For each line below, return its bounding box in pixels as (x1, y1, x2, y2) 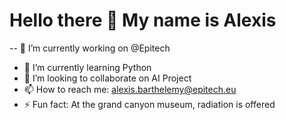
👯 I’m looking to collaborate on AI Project (23, 72, 192, 84)
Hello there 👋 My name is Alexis (9, 9, 277, 32)
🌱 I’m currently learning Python (23, 61, 152, 73)
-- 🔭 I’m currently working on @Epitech (9, 42, 171, 54)
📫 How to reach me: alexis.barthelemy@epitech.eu (23, 83, 237, 95)
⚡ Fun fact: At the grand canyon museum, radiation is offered (23, 98, 276, 110)
